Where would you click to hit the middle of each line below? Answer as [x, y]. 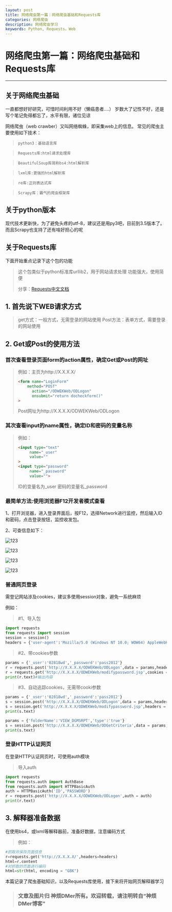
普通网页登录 [21, 585]
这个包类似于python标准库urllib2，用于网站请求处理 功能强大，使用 [89, 272]
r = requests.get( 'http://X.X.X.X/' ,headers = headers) [61, 857]
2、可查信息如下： [25, 530]
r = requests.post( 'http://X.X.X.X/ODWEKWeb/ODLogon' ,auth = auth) [79, 796]
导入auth [27, 767]
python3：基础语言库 [37, 143]
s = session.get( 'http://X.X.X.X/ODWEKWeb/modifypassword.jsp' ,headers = [86, 707]
